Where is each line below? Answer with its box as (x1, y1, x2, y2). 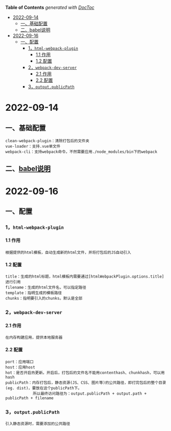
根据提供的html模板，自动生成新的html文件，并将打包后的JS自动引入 (5, 250, 132, 256)
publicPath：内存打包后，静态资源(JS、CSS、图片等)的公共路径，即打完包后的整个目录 (5, 380, 166, 385)
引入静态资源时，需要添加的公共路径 (5, 421, 71, 426)
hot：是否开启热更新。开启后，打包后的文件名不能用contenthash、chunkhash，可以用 (5, 370, 165, 375)
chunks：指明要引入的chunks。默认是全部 (5, 296, 83, 301)
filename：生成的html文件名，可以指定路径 (5, 285, 87, 290)
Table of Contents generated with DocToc (5, 5, 95, 10)
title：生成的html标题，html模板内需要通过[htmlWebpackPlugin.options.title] (5, 274, 164, 279)
